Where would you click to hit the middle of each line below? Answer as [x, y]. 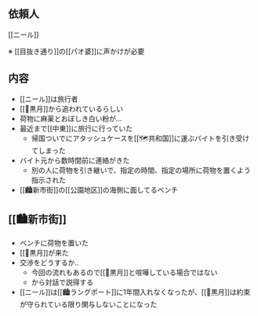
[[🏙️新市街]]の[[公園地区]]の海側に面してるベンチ [99, 189]
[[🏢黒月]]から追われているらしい [71, 108]
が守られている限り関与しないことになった [88, 304]
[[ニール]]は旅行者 [49, 99]
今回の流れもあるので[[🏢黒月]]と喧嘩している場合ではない [124, 273]
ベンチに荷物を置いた [54, 243]
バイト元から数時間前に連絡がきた [74, 160]
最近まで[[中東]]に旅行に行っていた [76, 128]
